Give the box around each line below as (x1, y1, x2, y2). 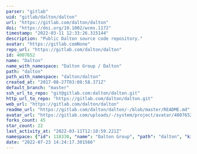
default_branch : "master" (6, 85, 69, 91)
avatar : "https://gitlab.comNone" (6, 42, 91, 47)
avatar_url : (6, 112, 35, 118)
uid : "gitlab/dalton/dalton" (6, 14, 77, 20)
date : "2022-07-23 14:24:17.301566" (6, 139, 96, 145)
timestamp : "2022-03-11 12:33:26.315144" (6, 30, 109, 36)
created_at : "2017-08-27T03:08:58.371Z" (6, 80, 107, 85)
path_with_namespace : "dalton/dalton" (6, 74, 101, 80)
